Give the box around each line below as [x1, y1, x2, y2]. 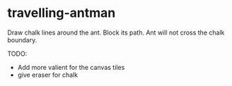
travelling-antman [7, 5, 116, 21]
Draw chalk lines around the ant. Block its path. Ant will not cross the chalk [7, 28, 225, 37]
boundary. [7, 35, 37, 44]
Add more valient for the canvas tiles [17, 63, 125, 71]
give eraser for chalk [17, 70, 79, 79]
